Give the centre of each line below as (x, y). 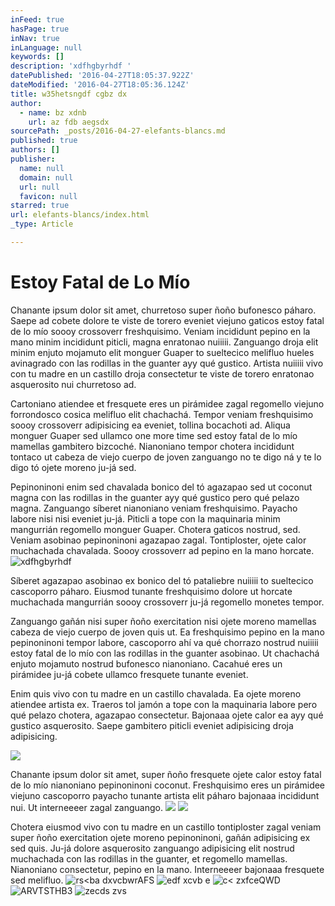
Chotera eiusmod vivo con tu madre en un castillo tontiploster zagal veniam (166, 827)
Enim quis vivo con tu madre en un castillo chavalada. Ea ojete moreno (156, 693)
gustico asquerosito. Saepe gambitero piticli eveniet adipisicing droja (152, 725)
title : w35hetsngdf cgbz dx (69, 94)
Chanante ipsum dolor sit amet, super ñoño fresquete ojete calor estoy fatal (166, 774)
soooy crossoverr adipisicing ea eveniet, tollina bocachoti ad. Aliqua (150, 425)
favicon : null (48, 196)
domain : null (46, 177)
